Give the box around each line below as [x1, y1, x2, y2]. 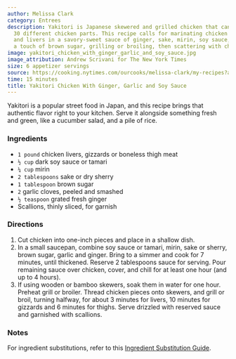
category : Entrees [7, 17, 61, 24]
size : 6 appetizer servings [7, 63, 90, 70]
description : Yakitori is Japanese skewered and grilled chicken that [7, 23, 218, 30]
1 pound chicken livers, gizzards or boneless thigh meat [17, 150, 178, 158]
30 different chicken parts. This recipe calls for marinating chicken [13, 30, 228, 37]
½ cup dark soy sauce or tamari [17, 157, 107, 166]
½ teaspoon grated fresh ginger [17, 195, 107, 203]
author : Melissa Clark [7, 10, 74, 18]
